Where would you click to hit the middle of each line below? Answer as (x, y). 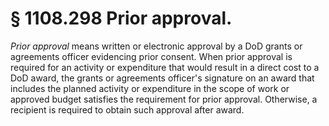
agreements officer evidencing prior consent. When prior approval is (151, 56)
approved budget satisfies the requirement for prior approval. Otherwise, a (164, 99)
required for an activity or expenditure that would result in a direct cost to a (165, 67)
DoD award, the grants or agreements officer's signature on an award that (162, 78)
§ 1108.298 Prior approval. (121, 18)
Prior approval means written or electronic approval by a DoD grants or (156, 46)
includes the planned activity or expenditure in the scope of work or (150, 88)
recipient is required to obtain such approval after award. (127, 109)
